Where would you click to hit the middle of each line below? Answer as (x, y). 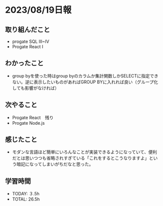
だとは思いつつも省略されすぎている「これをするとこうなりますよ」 (81, 158)
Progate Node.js (28, 123)
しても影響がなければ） (36, 88)
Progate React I (28, 47)
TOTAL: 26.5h (26, 199)
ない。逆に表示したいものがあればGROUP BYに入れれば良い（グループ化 (85, 82)
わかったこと (24, 63)
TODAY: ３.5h (26, 194)
